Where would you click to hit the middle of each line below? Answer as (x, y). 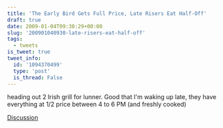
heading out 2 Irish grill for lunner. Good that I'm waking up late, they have (112, 97)
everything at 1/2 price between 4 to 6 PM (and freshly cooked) (97, 105)
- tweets (26, 45)
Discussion (23, 118)
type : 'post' (32, 71)
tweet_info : (24, 58)
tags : (15, 39)
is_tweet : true (29, 52)
